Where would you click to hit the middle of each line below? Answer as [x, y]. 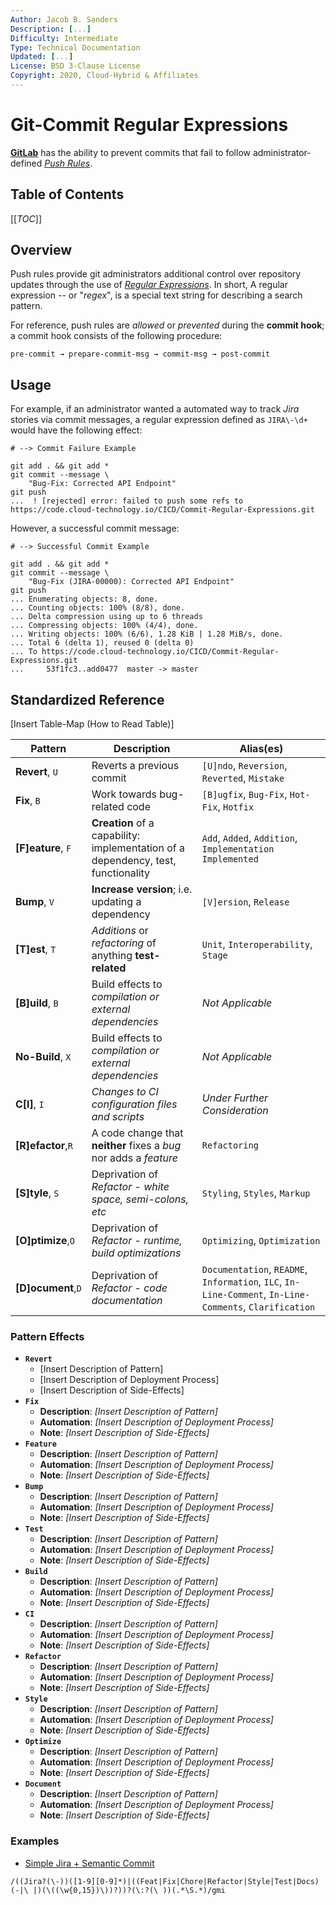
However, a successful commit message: [95, 528]
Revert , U [36, 772]
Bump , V [35, 902]
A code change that [137, 1133]
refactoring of [124, 943]
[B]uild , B [37, 1003]
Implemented [230, 859]
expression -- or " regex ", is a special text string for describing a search [156, 295]
